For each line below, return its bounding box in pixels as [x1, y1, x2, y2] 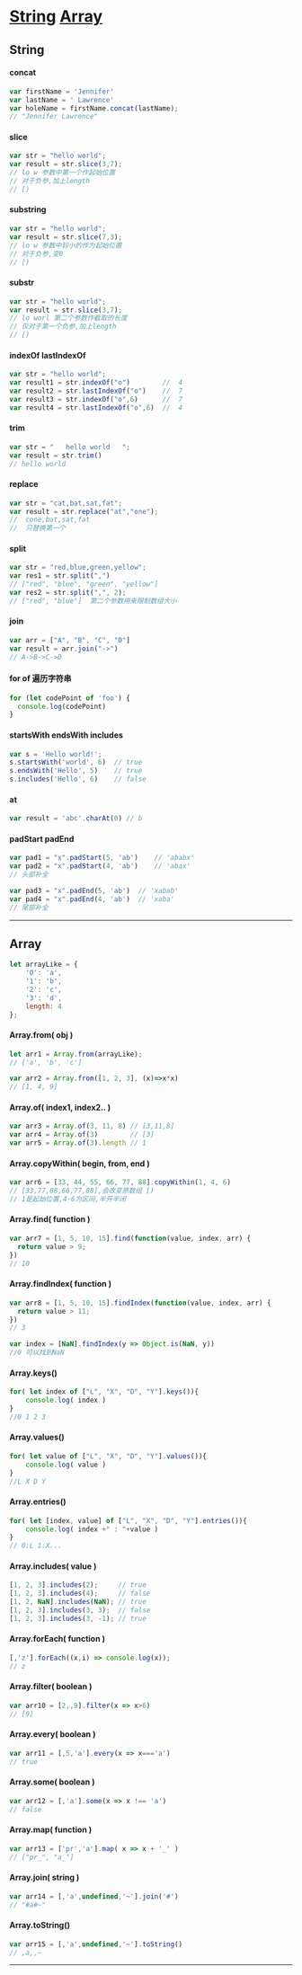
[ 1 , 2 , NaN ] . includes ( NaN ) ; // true [9, 1598, 147, 1607]
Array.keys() [9, 1368, 58, 1378]
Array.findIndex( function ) [9, 1279, 112, 1289]
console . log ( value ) [25, 1460, 106, 1469]
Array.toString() [9, 1920, 70, 1931]
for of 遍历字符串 [9, 673, 72, 684]
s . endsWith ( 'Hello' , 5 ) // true [9, 766, 143, 775]
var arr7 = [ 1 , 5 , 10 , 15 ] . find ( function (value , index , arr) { [9, 1234, 252, 1244]
